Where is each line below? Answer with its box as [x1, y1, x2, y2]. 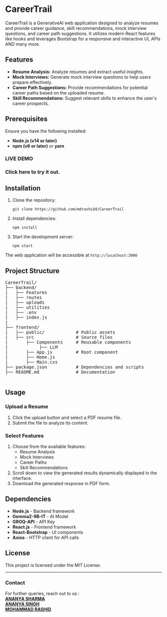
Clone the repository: [12, 197, 56, 203]
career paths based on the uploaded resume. [12, 89, 105, 95]
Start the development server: [12, 234, 74, 240]
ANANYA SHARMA [5, 596, 45, 602]
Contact [5, 579, 25, 586]
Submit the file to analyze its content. [12, 420, 88, 426]
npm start [12, 244, 33, 249]
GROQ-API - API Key [12, 519, 55, 525]
